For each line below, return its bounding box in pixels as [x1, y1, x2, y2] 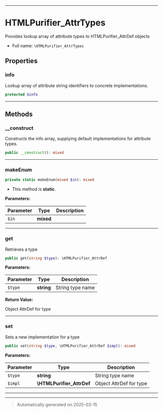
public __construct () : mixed [5, 150, 64, 155]
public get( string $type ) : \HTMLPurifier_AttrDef [5, 256, 108, 261]
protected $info [5, 92, 38, 97]
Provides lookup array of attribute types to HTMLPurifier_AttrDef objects [5, 33, 150, 39]
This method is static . [12, 186, 56, 192]
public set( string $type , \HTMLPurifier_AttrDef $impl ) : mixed [5, 343, 136, 348]
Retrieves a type [5, 246, 38, 252]
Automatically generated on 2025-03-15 [16, 401, 98, 407]
